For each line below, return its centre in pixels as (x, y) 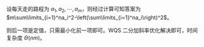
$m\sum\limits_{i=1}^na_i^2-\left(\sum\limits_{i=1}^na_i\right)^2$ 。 (89, 17)
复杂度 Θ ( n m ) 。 (26, 37)
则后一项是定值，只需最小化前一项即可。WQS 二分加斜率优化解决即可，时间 (102, 30)
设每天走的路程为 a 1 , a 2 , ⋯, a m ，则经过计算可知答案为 (74, 10)
